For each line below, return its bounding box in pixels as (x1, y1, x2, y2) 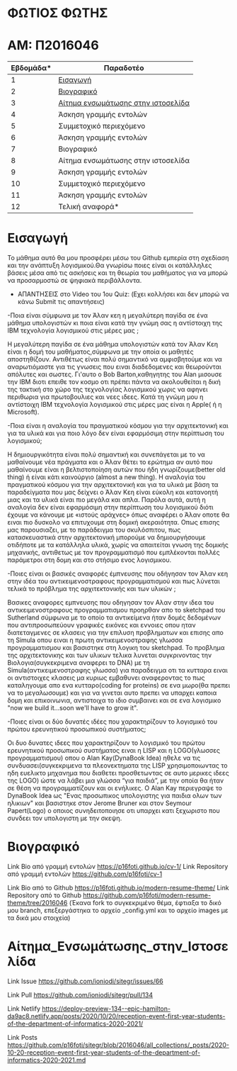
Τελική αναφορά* (58, 202, 120, 212)
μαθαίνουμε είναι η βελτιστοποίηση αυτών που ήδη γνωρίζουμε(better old (7, 466, 226, 474)
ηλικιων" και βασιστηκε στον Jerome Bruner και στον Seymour (7, 799, 192, 807)
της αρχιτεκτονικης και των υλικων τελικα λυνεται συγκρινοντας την (7, 651, 212, 660)
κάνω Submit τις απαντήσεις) (17, 298, 105, 306)
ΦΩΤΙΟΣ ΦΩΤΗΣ (7, 5, 108, 21)
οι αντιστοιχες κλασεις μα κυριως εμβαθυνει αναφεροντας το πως (7, 673, 205, 682)
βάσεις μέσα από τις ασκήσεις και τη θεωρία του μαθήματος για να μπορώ (7, 269, 228, 277)
